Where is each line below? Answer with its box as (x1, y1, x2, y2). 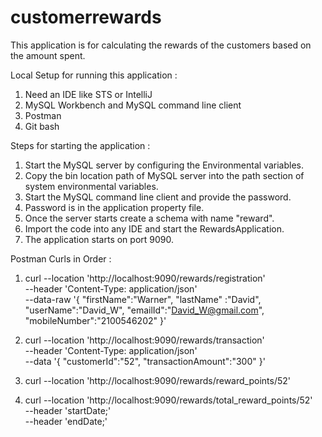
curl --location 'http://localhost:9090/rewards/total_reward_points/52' (24, 394, 313, 406)
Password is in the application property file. (24, 201, 205, 213)
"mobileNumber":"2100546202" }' (24, 314, 167, 326)
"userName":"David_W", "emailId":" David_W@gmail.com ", (24, 304, 265, 316)
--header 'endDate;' (24, 415, 108, 427)
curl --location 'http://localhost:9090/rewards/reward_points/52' (24, 374, 291, 386)
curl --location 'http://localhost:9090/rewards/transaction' (24, 334, 265, 346)
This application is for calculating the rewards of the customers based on (10, 39, 312, 51)
